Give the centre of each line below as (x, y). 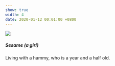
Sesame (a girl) (22, 45)
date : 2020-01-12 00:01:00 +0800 (41, 19)
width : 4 (15, 15)
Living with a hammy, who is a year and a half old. (58, 58)
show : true (17, 10)
